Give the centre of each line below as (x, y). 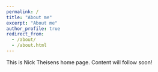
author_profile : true (33, 28)
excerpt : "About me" (32, 23)
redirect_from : (25, 34)
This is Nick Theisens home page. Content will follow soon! (79, 62)
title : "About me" (29, 17)
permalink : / (23, 12)
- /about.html (29, 46)
